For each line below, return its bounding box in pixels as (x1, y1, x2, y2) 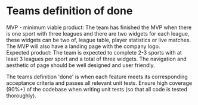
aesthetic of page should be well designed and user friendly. (6, 61, 155, 69)
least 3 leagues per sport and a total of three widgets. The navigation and (6, 55, 187, 62)
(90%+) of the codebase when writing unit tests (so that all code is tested (6, 85, 188, 93)
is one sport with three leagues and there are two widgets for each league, (6, 30, 190, 37)
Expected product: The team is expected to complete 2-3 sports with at (6, 49, 182, 56)
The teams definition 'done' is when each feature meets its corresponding (6, 73, 188, 80)
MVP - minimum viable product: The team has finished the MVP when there (6, 24, 192, 31)
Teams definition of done (6, 4, 133, 18)
